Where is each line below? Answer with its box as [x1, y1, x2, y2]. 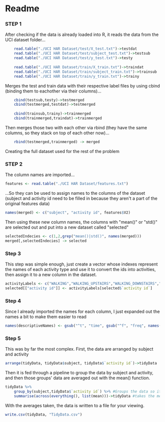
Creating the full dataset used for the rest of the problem [5, 148, 119, 154]
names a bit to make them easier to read [5, 314, 87, 320]
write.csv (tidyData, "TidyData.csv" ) [5, 412, 82, 417]
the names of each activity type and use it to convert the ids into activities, [5, 266, 156, 272]
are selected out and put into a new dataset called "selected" [5, 224, 129, 230]
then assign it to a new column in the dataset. [5, 271, 97, 277]
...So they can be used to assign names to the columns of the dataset [5, 190, 145, 196]
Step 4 [5, 297, 21, 304]
